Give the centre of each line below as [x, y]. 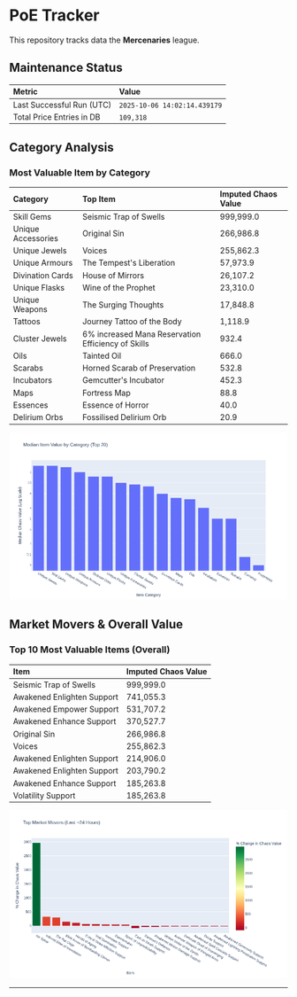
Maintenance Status [66, 68]
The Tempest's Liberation [129, 263]
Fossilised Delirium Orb [125, 417]
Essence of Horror [116, 405]
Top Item [99, 199]
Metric [25, 92]
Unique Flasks [38, 287]
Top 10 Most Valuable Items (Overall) [90, 650]
